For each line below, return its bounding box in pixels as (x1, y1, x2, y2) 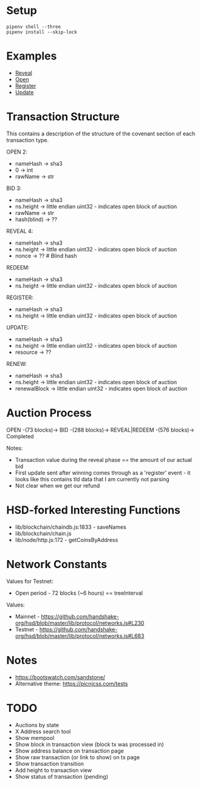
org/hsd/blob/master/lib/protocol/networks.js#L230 (15, 619, 145, 626)
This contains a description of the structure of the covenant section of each (6, 130, 196, 137)
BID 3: (6, 185, 22, 192)
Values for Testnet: (6, 577, 53, 584)
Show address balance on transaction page (15, 747, 124, 754)
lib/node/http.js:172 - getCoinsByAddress (15, 536, 118, 543)
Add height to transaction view (15, 766, 92, 774)
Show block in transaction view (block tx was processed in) (15, 740, 164, 748)
